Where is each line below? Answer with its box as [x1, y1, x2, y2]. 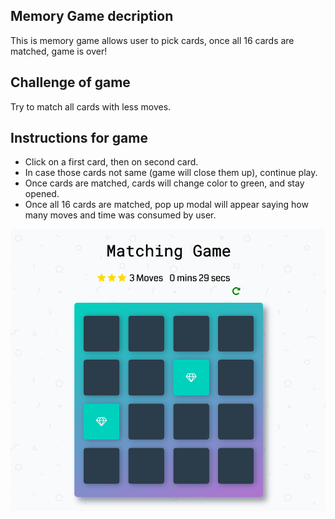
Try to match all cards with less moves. [10, 100, 172, 113]
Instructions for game [10, 130, 148, 147]
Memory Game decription [10, 8, 174, 25]
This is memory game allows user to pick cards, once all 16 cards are [10, 34, 295, 46]
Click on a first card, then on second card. [24, 156, 199, 168]
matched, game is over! [10, 45, 108, 57]
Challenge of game [10, 74, 131, 91]
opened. [24, 188, 60, 200]
